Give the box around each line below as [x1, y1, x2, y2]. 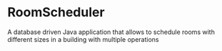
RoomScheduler [7, 4, 105, 21]
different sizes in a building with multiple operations [7, 35, 159, 43]
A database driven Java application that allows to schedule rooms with [7, 28, 216, 36]
